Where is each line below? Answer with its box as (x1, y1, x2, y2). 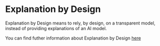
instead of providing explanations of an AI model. (5, 25, 107, 31)
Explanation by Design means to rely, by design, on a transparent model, (5, 20, 155, 26)
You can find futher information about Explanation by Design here (5, 35, 141, 41)
